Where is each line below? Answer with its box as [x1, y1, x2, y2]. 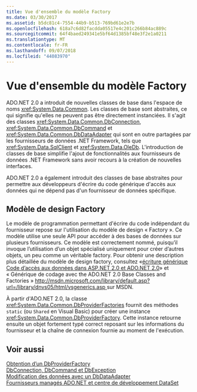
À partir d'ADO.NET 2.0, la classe [6, 295, 88, 302]
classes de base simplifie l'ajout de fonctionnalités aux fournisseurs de [6, 150, 180, 157]
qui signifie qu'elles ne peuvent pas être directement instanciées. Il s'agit [6, 111, 186, 118]
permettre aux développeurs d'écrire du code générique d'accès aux [6, 180, 176, 187]
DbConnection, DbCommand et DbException [6, 366, 116, 374]
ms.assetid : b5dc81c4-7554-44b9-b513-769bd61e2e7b [6, 20, 135, 26]
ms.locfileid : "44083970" [6, 53, 70, 59]
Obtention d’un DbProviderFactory [6, 360, 91, 367]
